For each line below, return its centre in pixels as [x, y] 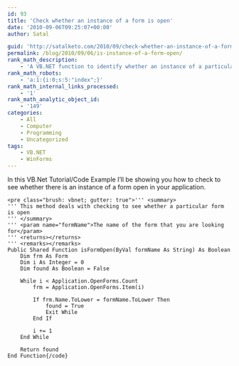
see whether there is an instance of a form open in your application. [107, 187]
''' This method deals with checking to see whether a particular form [116, 206]
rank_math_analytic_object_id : [54, 100]
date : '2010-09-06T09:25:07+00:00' [60, 27]
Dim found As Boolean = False [65, 268]
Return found [39, 350]
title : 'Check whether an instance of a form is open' [90, 21]
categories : [25, 113]
